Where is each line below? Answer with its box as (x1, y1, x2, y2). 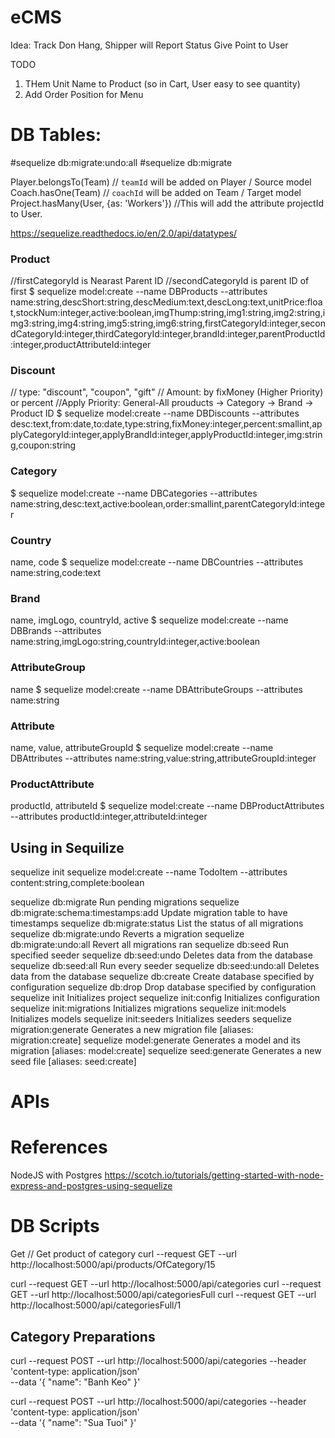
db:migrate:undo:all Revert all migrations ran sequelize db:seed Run (10, 939, 289, 951)
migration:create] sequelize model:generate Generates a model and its (10, 1034, 301, 1046)
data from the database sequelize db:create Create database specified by (10, 971, 315, 983)
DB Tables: (10, 124, 102, 146)
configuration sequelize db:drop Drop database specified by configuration (10, 981, 317, 993)
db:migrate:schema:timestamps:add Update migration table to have (10, 907, 288, 919)
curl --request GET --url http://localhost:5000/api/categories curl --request (10, 1278, 322, 1290)
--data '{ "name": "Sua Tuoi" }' (10, 1416, 137, 1428)
